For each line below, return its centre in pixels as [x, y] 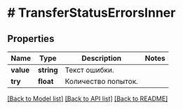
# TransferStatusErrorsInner [91, 13]
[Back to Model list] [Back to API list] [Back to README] [88, 99]
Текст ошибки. [89, 70]
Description [101, 58]
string [48, 70]
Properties [31, 39]
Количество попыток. [102, 81]
